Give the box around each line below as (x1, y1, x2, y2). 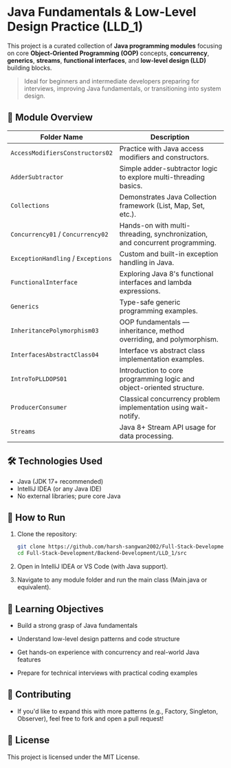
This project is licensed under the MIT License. (7, 753, 140, 761)
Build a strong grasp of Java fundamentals (16, 621, 138, 629)
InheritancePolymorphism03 (10, 326, 99, 335)
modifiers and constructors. (119, 152, 209, 162)
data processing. (119, 431, 174, 440)
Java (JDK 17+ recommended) (16, 477, 104, 485)
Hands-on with (119, 220, 169, 230)
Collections (10, 201, 50, 209)
